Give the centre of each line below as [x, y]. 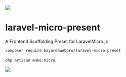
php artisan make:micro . [31, 59]
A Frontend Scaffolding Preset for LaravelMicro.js [57, 41]
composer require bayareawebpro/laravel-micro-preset [63, 50]
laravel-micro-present [53, 28]
